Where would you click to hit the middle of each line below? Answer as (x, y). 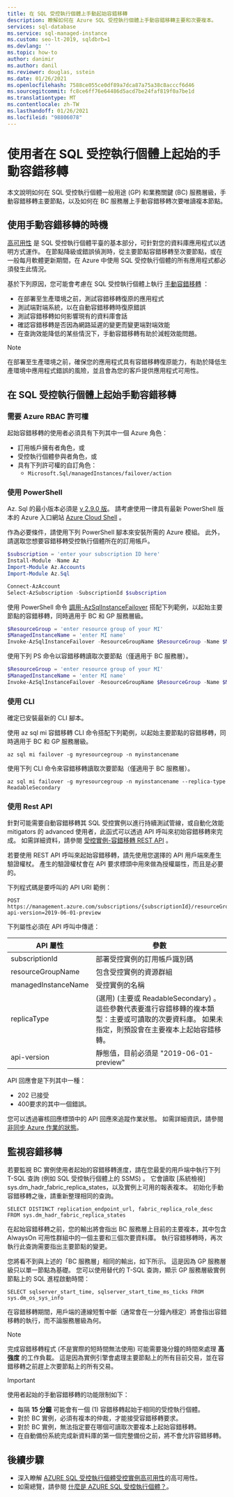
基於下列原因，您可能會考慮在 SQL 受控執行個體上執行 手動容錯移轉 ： (108, 284)
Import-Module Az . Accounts (46, 568)
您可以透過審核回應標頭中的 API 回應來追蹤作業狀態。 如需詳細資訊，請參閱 (116, 1119)
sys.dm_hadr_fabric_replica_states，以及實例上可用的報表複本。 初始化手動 (116, 1187)
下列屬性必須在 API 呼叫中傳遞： (54, 927)
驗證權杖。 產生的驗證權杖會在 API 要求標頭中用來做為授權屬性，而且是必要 (116, 864)
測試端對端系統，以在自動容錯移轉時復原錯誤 (81, 307)
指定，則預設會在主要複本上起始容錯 (155, 1030)
